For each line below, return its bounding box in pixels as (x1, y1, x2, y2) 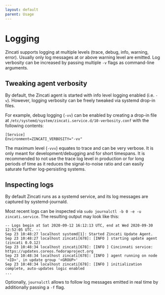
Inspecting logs (5, 180, 54, 189)
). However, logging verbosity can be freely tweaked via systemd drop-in (7, 98, 156, 103)
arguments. (5, 65, 29, 71)
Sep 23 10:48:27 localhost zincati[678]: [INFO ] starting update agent (5, 236, 158, 241)
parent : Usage (5, 12, 34, 17)
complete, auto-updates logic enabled (5, 266, 85, 271)
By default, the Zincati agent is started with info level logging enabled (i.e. (5, 92, 155, 98)
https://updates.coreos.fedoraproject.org (5, 249, 94, 254)
